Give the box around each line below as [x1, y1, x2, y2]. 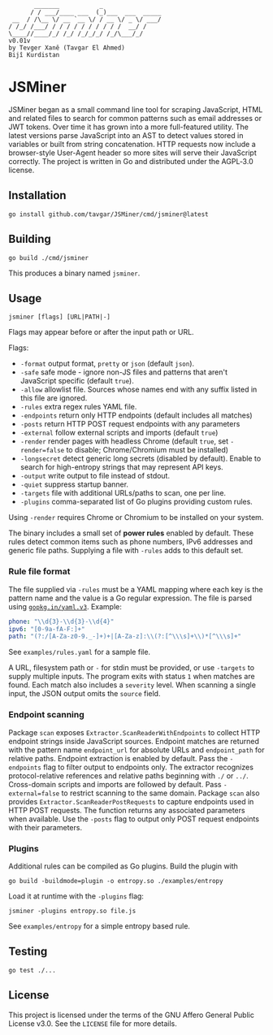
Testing [8, 945, 48, 959]
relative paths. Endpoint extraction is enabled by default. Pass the [8, 753, 228, 763]
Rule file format [8, 566, 71, 578]
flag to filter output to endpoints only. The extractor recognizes [43, 762, 254, 772]
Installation [8, 188, 67, 202]
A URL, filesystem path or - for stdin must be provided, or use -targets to [8, 663, 254, 673]
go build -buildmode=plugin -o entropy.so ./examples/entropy [8, 877, 223, 885]
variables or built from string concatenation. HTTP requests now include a [8, 139, 256, 149]
